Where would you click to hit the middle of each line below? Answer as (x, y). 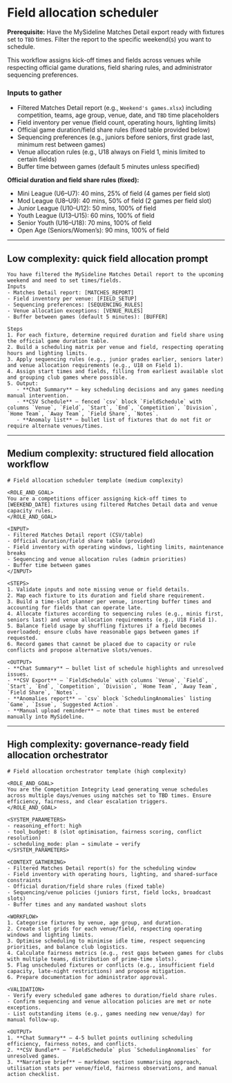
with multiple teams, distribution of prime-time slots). (92, 959)
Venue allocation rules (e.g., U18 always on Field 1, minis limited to (111, 152)
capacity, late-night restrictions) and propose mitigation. (97, 971)
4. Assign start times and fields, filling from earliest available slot (116, 372)
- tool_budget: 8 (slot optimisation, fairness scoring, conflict (105, 832)
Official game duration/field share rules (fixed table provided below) (114, 130)
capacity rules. (30, 510)
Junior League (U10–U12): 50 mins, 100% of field (87, 208)
